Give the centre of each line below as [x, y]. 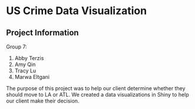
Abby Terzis [29, 58]
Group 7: [17, 47]
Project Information [42, 33]
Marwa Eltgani [32, 77]
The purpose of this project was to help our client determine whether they [96, 88]
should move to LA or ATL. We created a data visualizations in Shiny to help [98, 95]
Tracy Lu [25, 71]
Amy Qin [25, 64]
